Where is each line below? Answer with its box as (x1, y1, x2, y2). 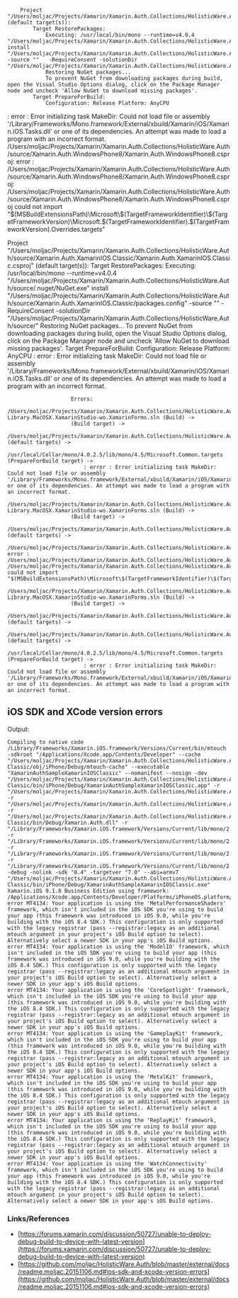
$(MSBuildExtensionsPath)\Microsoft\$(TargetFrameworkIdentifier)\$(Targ (10, 210, 228, 218)
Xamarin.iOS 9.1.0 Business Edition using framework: (7, 887, 170, 894)
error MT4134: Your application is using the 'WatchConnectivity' (7, 1160, 208, 1167)
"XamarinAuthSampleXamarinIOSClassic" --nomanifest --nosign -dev (7, 769, 208, 777)
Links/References (7, 1214, 69, 1224)
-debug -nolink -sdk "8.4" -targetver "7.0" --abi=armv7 (7, 869, 179, 876)
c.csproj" (7, 261, 34, 269)
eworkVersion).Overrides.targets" (7, 225, 106, 233)
